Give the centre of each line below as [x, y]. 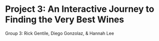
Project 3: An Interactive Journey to [80, 9]
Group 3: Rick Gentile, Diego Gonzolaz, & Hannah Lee [60, 33]
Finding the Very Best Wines [65, 20]
